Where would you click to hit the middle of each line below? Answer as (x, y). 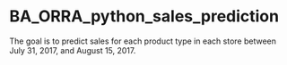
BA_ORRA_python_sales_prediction (144, 16)
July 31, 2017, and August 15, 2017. (73, 50)
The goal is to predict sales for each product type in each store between (143, 41)
